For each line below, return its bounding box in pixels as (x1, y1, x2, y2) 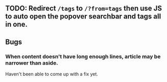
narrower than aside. (5, 59, 58, 66)
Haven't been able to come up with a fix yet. (5, 71, 99, 77)
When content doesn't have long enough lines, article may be (5, 53, 161, 60)
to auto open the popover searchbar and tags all (5, 12, 161, 21)
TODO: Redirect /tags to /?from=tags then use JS (5, 4, 162, 13)
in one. (5, 20, 28, 29)
